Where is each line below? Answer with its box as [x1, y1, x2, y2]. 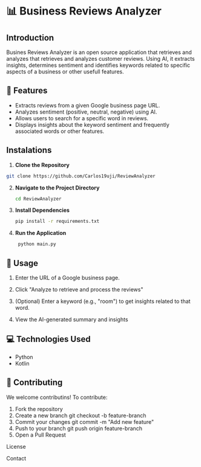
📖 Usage [6, 258, 38, 268]
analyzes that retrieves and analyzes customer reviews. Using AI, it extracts [6, 55, 195, 62]
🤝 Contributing [6, 377, 63, 388]
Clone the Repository [15, 161, 70, 168]
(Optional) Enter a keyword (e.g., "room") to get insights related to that [15, 298, 191, 305]
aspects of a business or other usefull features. [6, 68, 124, 75]
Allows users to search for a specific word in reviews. [15, 114, 149, 121]
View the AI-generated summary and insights [15, 316, 128, 323]
